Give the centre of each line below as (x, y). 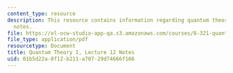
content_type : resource (42, 14)
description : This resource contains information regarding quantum (108, 20)
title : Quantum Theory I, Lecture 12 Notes (71, 53)
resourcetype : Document (42, 46)
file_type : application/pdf (48, 40)
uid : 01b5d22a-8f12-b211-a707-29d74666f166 (71, 59)
